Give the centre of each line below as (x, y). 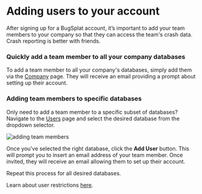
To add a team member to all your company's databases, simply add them (99, 70)
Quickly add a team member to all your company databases (96, 57)
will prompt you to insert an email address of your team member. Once (95, 155)
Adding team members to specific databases (74, 99)
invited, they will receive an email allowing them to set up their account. (96, 161)
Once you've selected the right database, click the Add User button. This (98, 148)
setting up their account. (37, 83)
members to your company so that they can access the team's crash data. (99, 34)
